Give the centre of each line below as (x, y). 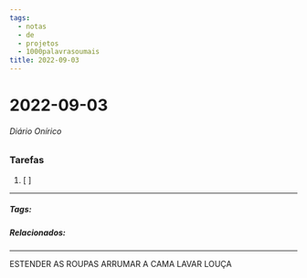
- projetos (38, 43)
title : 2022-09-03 (44, 60)
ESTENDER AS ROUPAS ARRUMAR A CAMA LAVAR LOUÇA (121, 264)
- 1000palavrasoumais (59, 52)
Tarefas (27, 160)
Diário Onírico (36, 131)
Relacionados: (38, 232)
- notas (32, 26)
